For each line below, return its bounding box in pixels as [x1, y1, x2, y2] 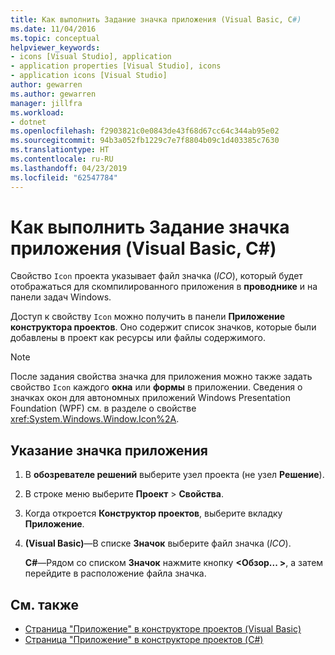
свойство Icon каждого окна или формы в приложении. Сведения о [10, 381, 303, 393]
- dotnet [10, 117, 47, 127]
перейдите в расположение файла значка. [24, 567, 207, 580]
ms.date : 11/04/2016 [10, 24, 97, 34]
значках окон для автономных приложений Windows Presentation [10, 392, 291, 404]
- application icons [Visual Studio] [10, 71, 168, 81]
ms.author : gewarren [10, 89, 97, 99]
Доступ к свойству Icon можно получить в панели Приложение [10, 311, 286, 323]
